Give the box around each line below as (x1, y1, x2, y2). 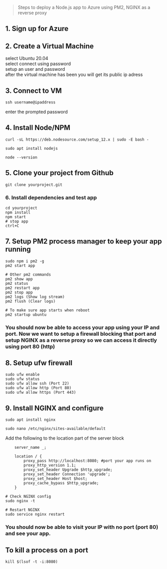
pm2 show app (5, 276, 33, 282)
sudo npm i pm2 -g (5, 258, 44, 264)
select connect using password (5, 61, 71, 67)
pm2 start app (5, 263, 36, 268)
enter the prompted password (5, 109, 68, 115)
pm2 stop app (5, 290, 33, 295)
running (5, 245, 31, 254)
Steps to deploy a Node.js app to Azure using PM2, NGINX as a (17, 5, 151, 10)
